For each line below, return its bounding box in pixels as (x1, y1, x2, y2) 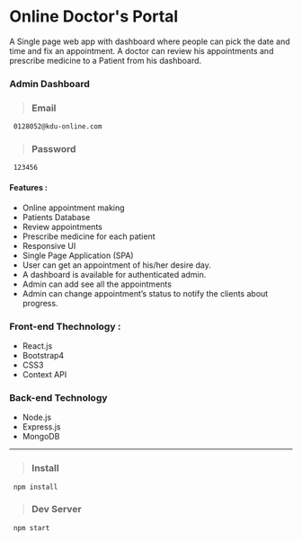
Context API (22, 368, 67, 379)
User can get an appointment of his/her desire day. (22, 259, 211, 270)
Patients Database (22, 211, 91, 222)
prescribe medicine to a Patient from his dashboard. (9, 55, 202, 66)
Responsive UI (22, 240, 76, 251)
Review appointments (22, 221, 103, 232)
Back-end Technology (9, 391, 108, 404)
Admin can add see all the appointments (22, 279, 173, 289)
